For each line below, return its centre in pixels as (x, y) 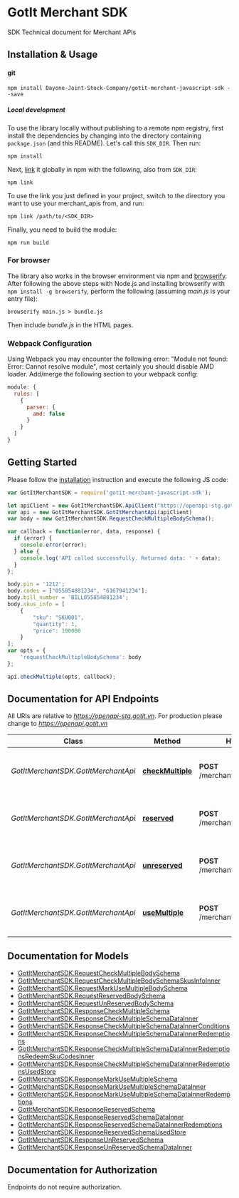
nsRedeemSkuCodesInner (56, 1057)
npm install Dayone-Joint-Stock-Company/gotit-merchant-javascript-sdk (116, 88)
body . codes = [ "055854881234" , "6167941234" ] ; (78, 591)
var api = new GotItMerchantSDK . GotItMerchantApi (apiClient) (100, 512)
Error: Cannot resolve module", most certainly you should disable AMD (111, 367)
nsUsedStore (37, 1072)
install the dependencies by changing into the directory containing (104, 135)
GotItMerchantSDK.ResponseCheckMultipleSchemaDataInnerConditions (123, 1026)
